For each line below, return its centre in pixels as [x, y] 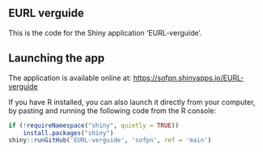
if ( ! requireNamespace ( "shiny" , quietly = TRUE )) [94, 125]
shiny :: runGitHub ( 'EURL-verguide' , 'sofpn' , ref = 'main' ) [110, 141]
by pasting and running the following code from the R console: [112, 110]
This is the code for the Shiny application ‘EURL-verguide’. [105, 32]
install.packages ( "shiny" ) [68, 133]
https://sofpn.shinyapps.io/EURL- [189, 78]
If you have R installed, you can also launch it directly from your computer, [132, 102]
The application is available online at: [70, 78]
